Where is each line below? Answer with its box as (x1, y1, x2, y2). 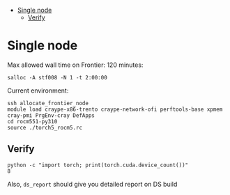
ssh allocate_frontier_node (7, 100, 89, 107)
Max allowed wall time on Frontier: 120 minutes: (7, 61, 144, 69)
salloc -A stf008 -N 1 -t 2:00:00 (7, 74, 108, 81)
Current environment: (7, 86, 69, 95)
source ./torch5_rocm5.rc (7, 124, 82, 131)
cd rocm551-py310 (7, 118, 58, 125)
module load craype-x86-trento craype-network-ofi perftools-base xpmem (7, 106, 223, 113)
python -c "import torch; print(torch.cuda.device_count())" (7, 162, 189, 169)
